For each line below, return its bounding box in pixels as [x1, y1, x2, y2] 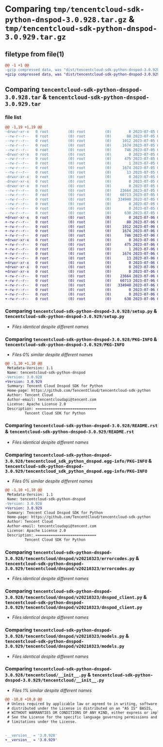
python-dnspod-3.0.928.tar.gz [5, 16, 127, 25]
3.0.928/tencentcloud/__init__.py [5, 672, 86, 678]
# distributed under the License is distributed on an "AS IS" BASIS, [7, 706, 153, 711]
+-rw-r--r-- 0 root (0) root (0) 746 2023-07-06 [5, 233, 155, 238]
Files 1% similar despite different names [12, 687, 92, 693]
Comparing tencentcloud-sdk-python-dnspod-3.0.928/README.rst [5, 422, 158, 429]
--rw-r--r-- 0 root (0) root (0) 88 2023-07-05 [5, 134, 155, 139]
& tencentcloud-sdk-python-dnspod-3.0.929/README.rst [5, 428, 134, 435]
